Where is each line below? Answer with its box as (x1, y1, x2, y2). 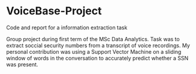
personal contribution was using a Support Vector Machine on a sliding (6, 48, 182, 55)
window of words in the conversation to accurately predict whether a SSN (6, 54, 189, 61)
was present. (6, 61, 38, 68)
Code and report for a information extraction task (6, 24, 128, 31)
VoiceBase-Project (6, 4, 102, 18)
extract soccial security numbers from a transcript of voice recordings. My (6, 42, 191, 49)
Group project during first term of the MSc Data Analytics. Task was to (6, 35, 180, 42)
